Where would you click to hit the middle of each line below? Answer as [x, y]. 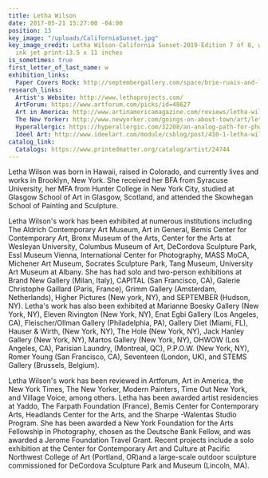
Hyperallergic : [41, 127]
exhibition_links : [39, 75]
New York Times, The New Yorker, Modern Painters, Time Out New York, [128, 389]
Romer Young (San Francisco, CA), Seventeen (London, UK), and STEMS [128, 357]
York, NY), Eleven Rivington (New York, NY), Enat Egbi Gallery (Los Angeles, [134, 314]
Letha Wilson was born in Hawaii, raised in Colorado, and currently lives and [134, 172]
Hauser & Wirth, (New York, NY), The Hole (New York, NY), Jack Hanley [126, 331]
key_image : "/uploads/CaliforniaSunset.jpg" [83, 38]
